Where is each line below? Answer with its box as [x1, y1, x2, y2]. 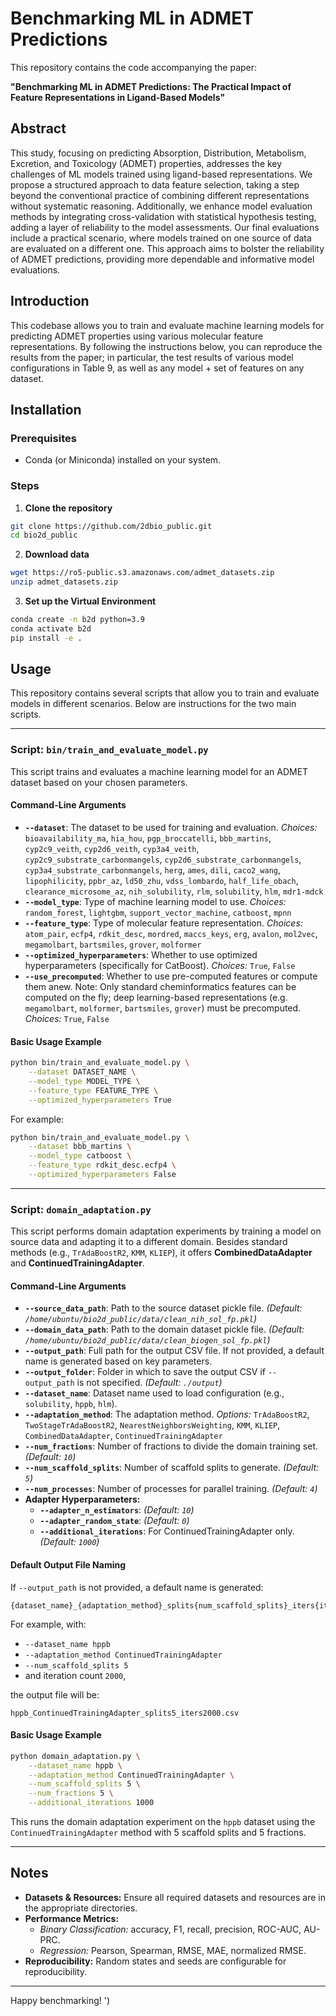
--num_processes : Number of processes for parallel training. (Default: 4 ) [24, 1483, 318, 1495]
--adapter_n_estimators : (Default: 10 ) [39, 1504, 195, 1516]
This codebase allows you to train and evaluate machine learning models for [10, 319, 325, 331]
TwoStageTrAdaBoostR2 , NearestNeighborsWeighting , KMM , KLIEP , [24, 1419, 281, 1431]
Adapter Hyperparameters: [24, 1493, 141, 1506]
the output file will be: [10, 1688, 100, 1701]
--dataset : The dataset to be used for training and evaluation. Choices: [24, 821, 318, 833]
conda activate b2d [10, 623, 92, 634]
